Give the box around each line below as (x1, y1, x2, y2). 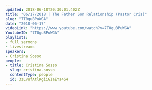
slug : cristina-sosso (10, 68, 55, 73)
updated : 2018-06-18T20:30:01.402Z (5, 7, 80, 12)
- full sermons (5, 40, 37, 45)
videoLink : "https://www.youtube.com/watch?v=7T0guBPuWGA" (5, 26, 132, 31)
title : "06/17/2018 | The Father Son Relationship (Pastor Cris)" (5, 12, 147, 17)
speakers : (5, 49, 26, 54)
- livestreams (5, 44, 35, 49)
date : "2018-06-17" (5, 21, 46, 26)
